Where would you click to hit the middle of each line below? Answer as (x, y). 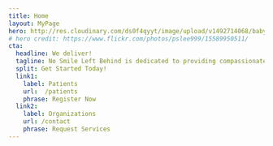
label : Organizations (59, 114)
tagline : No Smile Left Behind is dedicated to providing (116, 62)
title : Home (28, 16)
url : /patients (51, 91)
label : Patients (51, 84)
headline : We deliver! (54, 54)
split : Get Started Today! (61, 69)
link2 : (27, 106)
